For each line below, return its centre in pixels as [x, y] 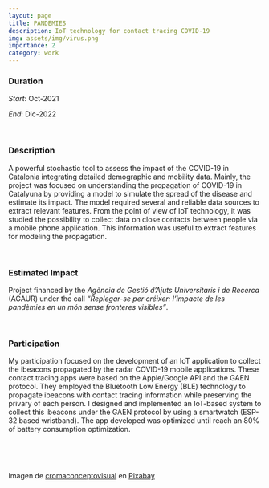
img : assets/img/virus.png [53, 38]
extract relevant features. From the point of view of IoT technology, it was [130, 210]
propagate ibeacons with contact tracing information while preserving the [130, 395]
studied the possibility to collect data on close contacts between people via [133, 219]
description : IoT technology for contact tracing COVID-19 [109, 31]
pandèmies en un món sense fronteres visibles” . [88, 307]
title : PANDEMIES [37, 23]
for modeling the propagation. [57, 236]
